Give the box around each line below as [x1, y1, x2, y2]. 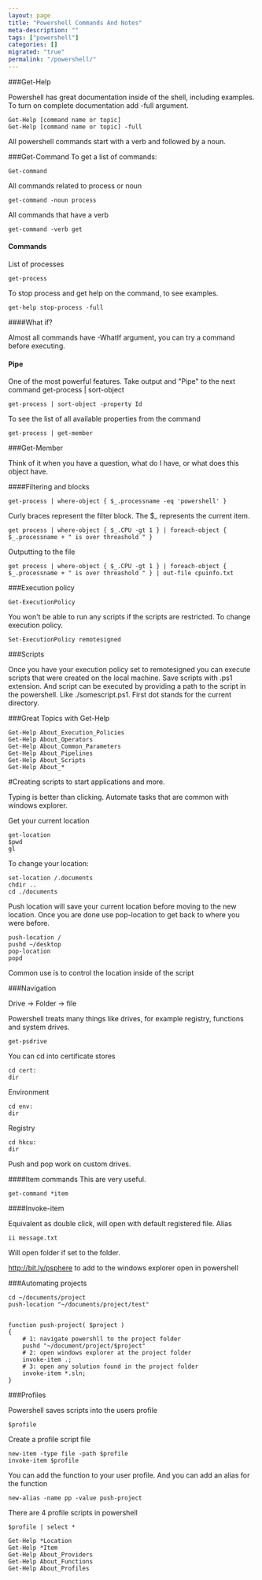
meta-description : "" [8, 26, 79, 34]
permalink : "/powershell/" [8, 56, 97, 64]
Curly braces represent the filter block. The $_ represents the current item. [8, 511, 250, 521]
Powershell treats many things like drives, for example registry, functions [8, 1014, 244, 1024]
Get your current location [8, 816, 90, 826]
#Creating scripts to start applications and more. [8, 777, 165, 786]
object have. [8, 467, 49, 477]
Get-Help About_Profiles [8, 1565, 90, 1573]
